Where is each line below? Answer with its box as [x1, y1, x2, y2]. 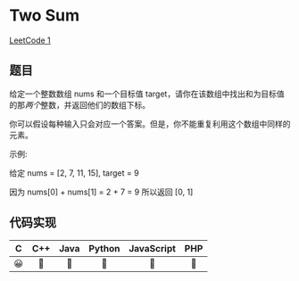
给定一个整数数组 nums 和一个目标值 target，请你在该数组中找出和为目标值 [9, 88, 285, 99]
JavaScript [129, 242, 177, 254]
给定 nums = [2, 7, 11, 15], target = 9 [9, 167, 140, 178]
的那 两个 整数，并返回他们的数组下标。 [9, 99, 150, 110]
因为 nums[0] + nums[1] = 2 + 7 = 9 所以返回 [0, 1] [9, 186, 194, 197]
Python [88, 242, 120, 254]
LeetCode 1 [9, 35, 51, 45]
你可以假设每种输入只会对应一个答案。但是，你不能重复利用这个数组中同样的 [9, 118, 291, 129]
